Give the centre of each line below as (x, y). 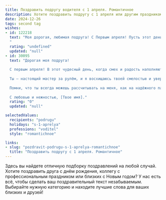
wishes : (13, 28)
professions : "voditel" (34, 129)
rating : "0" (22, 102)
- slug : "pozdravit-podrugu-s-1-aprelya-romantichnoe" (63, 147)
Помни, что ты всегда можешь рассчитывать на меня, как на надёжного (83, 88)
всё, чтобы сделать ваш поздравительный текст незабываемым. (74, 182)
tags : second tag (23, 24)
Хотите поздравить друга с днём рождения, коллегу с (62, 171)
